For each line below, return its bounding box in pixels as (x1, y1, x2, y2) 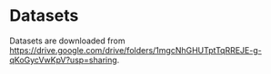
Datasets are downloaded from (9, 35, 125, 46)
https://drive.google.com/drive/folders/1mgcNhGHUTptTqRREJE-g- (9, 44, 262, 55)
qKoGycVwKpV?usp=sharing (9, 54, 118, 65)
